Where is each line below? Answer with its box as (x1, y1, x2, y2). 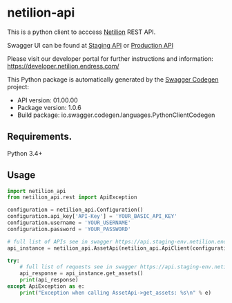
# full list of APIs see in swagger (7, 238, 113, 245)
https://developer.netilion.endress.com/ (7, 62, 119, 70)
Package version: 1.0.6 (17, 103, 81, 111)
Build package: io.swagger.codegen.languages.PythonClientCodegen (17, 111, 215, 119)
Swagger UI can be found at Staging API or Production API (7, 41, 174, 49)
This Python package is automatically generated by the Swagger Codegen (7, 75, 219, 84)
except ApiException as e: (7, 283, 85, 290)
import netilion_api (7, 187, 67, 194)
